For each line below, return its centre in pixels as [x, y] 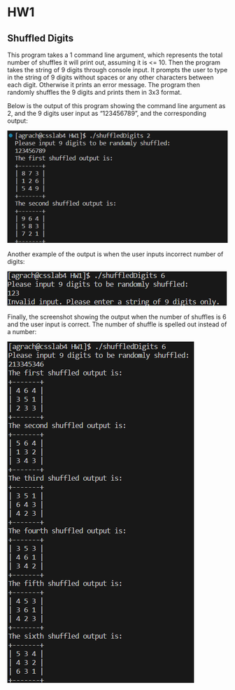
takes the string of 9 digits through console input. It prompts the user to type [117, 70]
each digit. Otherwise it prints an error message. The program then [104, 85]
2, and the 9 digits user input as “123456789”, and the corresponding [107, 113]
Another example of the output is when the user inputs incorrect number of [115, 254]
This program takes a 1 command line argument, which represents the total [115, 55]
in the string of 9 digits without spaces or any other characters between [111, 77]
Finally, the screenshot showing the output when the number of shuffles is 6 [117, 317]
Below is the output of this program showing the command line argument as [116, 106]
